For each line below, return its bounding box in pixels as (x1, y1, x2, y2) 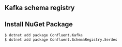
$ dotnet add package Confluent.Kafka (4, 33, 83, 38)
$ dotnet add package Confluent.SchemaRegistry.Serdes (4, 37, 118, 42)
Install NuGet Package (4, 20, 73, 28)
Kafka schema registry (4, 4, 75, 12)
